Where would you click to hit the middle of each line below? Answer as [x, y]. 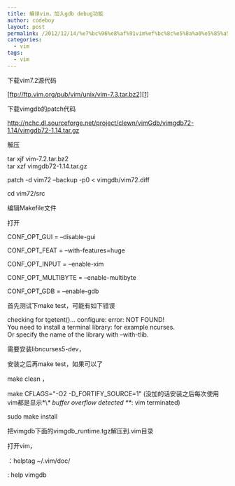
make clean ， [28, 379]
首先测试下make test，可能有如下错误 [61, 305]
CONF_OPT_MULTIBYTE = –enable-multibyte [72, 277]
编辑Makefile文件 [32, 208]
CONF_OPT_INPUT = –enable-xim [56, 264]
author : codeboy [31, 20]
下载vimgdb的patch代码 [42, 109]
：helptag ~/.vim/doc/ [39, 461]
